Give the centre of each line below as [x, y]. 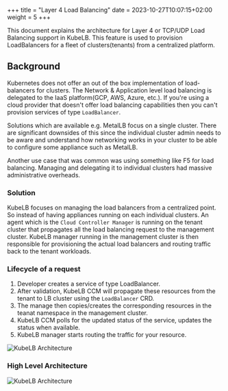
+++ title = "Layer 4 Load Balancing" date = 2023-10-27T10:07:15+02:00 [110, 10]
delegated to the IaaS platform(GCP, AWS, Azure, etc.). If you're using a [108, 97]
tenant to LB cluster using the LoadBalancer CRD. [86, 299]
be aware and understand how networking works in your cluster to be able [112, 140]
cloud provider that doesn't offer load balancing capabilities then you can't [112, 105]
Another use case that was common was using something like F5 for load [111, 160]
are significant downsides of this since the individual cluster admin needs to [114, 132]
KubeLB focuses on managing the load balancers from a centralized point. [112, 207]
